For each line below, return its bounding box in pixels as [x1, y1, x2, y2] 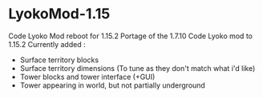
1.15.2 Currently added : [8, 39, 86, 49]
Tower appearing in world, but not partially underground [19, 80, 206, 90]
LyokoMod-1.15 [8, 5, 111, 23]
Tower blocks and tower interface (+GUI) [19, 72, 156, 81]
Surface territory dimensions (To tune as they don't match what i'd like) [19, 63, 256, 73]
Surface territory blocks [19, 55, 99, 65]
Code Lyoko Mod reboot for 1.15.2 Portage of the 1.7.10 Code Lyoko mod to [8, 31, 253, 41]
